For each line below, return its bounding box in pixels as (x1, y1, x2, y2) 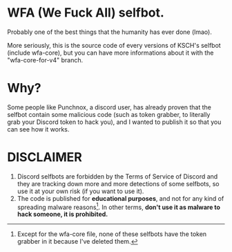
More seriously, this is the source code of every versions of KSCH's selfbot (7, 41, 221, 49)
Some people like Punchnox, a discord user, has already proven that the (7, 102, 212, 111)
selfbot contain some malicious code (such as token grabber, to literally (7, 110, 211, 118)
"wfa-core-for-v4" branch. (7, 55, 84, 64)
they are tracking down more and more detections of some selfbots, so (17, 179, 220, 188)
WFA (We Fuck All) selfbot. (7, 5, 164, 21)
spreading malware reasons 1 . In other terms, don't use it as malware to (17, 201, 221, 211)
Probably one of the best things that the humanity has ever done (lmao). (7, 28, 212, 36)
